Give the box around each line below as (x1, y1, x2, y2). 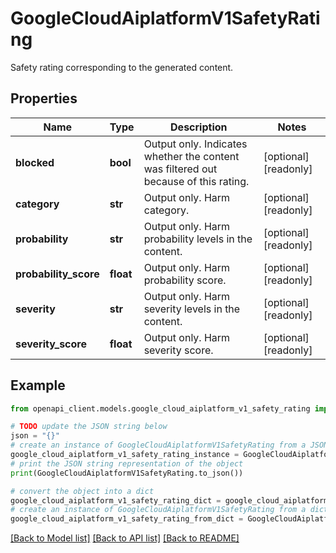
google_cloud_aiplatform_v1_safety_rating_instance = (10, 450, 240, 460)
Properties (10, 90, 78, 107)
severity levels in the (143, 302, 241, 316)
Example (10, 377, 66, 394)
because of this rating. (143, 174, 250, 188)
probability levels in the (143, 232, 253, 246)
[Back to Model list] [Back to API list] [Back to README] (10, 532, 240, 544)
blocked (15, 155, 55, 169)
